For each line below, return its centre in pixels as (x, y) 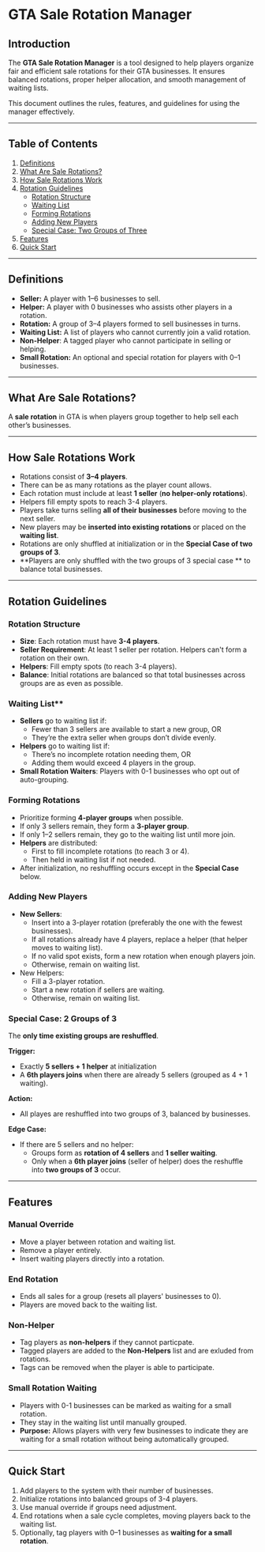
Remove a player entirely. (61, 1250)
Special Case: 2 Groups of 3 (62, 1018)
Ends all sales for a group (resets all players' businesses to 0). (120, 1296)
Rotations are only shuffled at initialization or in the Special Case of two (136, 544)
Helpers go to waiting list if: (65, 746)
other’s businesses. (40, 426)
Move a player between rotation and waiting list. (97, 1242)
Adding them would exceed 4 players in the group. (114, 763)
